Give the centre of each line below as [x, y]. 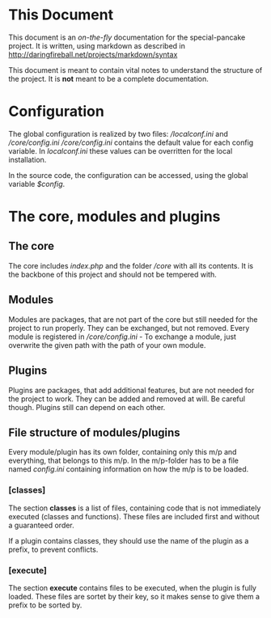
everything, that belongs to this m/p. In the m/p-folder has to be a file [124, 461]
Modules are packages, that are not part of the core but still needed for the [133, 319]
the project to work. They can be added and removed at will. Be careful [127, 399]
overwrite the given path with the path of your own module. [107, 345]
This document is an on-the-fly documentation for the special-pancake [127, 37]
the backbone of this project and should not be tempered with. [112, 274]
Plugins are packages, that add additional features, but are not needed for [131, 390]
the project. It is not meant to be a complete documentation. [108, 78]
